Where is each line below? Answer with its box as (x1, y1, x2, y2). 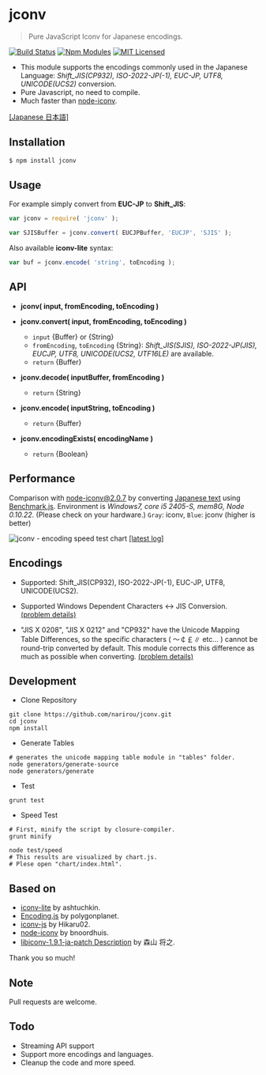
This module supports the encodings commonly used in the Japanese (20, 62, 248, 72)
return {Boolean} (32, 449, 89, 458)
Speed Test (20, 810, 58, 820)
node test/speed (9, 847, 62, 854)
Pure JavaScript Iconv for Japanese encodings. (28, 32, 184, 41)
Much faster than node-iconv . (20, 96, 118, 105)
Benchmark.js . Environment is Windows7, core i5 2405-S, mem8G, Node (9, 501, 245, 511)
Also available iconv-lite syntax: (9, 243, 114, 253)
